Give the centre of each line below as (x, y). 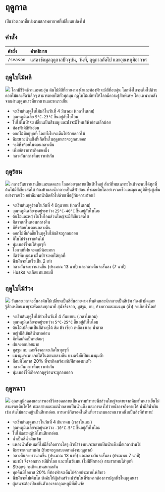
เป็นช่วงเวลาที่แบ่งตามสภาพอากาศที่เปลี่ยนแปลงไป (45, 21)
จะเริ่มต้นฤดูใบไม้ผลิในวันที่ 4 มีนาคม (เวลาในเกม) (54, 111)
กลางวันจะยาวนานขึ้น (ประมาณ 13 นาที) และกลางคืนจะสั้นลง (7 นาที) (69, 267)
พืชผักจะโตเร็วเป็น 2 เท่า (32, 261)
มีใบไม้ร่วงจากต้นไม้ (28, 239)
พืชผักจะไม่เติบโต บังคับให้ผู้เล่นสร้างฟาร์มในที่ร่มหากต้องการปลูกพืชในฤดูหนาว (75, 478)
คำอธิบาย (39, 51)
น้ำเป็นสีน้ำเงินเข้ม (27, 439)
